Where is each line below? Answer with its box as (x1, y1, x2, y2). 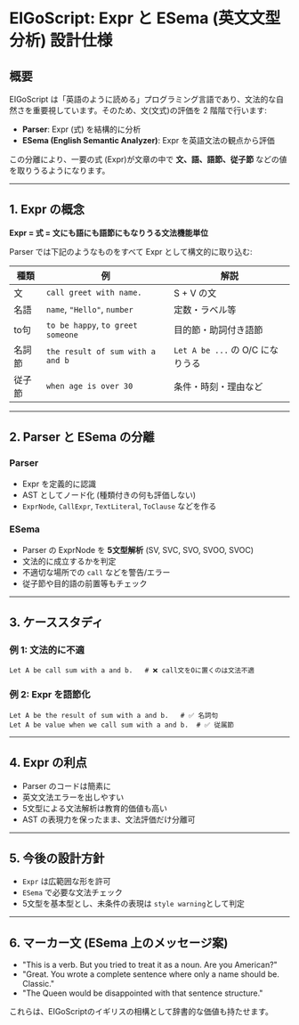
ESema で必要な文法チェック (21, 887, 123, 898)
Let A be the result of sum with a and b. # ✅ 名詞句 (9, 711, 219, 720)
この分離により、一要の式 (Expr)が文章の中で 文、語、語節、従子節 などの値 (9, 154, 287, 165)
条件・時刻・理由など (173, 380, 263, 393)
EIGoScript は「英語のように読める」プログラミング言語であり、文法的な (9, 94, 277, 104)
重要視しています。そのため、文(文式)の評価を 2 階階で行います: (32, 105, 267, 116)
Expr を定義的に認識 (21, 478, 96, 489)
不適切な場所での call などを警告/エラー (21, 566, 171, 577)
